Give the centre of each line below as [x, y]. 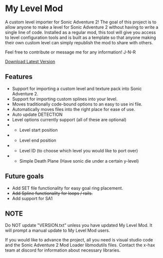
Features [19, 77]
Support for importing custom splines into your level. [65, 99]
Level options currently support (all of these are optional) [69, 119]
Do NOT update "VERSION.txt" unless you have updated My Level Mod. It [79, 225]
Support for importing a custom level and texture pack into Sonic [77, 89]
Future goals [24, 176]
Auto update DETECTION [37, 114]
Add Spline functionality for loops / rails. [52, 193]
